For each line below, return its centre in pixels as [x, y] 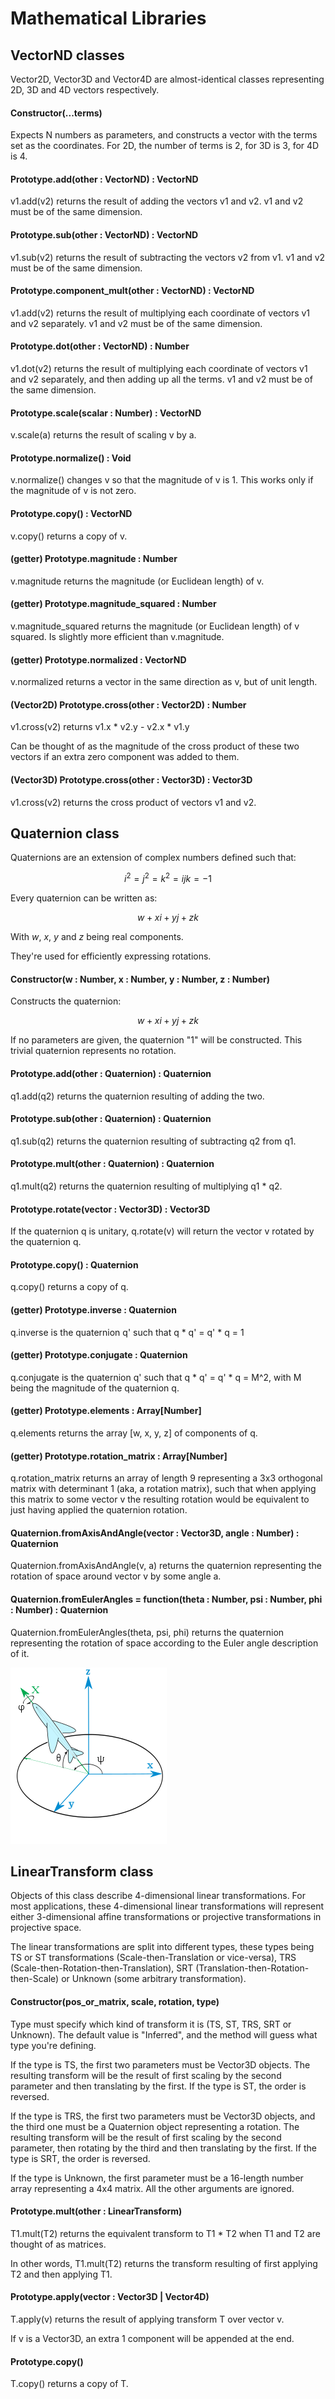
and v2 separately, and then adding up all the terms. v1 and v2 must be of [161, 379]
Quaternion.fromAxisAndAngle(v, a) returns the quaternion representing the [166, 1566]
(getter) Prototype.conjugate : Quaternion [99, 1355]
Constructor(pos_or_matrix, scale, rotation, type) [115, 2001]
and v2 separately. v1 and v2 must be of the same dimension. [136, 323]
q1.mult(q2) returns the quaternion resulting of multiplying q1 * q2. [146, 1186]
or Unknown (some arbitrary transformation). [154, 1979]
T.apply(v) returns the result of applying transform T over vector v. [147, 2319]
